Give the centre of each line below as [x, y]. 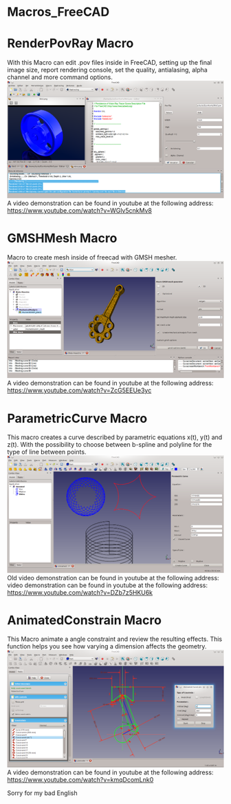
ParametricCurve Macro [77, 418]
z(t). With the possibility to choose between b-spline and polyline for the [110, 445]
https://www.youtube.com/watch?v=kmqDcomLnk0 [80, 779]
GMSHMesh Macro [62, 239]
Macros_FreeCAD [58, 12]
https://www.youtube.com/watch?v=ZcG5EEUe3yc [79, 390]
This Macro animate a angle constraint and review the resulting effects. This [115, 639]
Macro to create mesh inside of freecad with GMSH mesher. [92, 257]
